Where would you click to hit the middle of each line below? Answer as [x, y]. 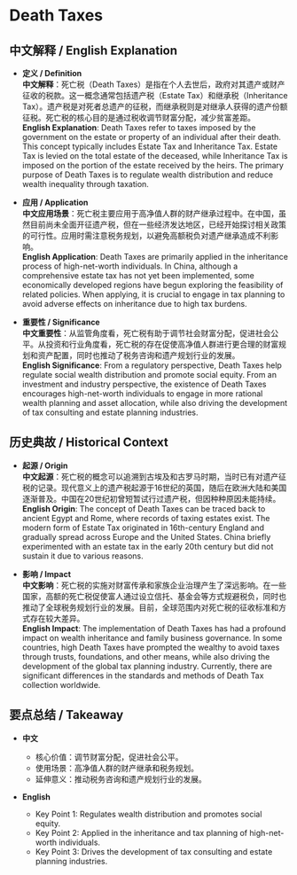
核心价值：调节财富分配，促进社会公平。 [109, 757]
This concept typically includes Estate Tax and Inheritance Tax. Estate [149, 146]
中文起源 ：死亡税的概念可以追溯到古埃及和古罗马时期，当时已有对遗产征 [154, 476]
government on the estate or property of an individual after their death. [152, 137]
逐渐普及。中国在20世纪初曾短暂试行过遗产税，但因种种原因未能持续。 [151, 498]
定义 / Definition [52, 73]
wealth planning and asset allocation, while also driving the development [155, 403]
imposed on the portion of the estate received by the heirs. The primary [152, 165]
